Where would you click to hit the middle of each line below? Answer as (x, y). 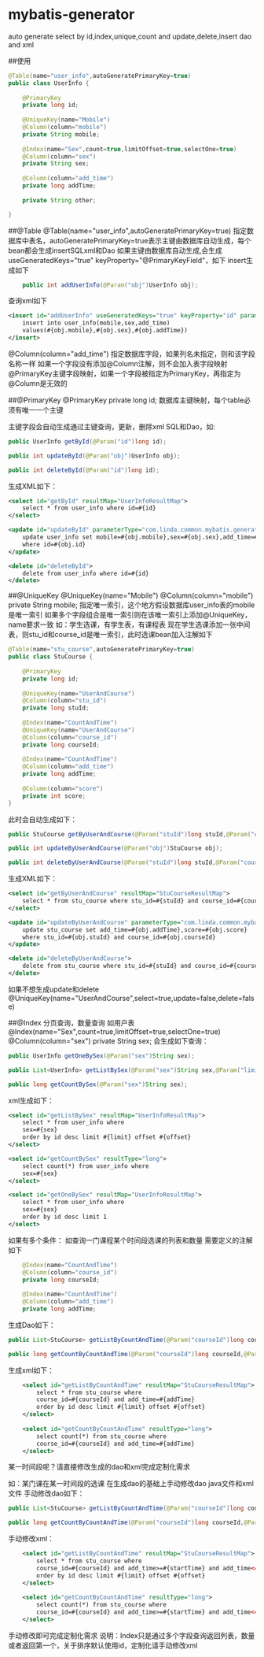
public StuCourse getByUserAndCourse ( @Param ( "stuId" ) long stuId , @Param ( (130, 834)
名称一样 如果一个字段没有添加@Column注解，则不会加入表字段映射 (118, 363)
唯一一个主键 (42, 410)
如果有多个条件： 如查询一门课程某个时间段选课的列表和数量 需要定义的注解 (130, 1240)
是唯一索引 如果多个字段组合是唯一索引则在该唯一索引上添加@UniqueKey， (130, 615)
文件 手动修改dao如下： (46, 1493)
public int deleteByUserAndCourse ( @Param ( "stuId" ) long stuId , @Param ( (125, 863)
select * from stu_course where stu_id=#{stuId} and (110, 901)
